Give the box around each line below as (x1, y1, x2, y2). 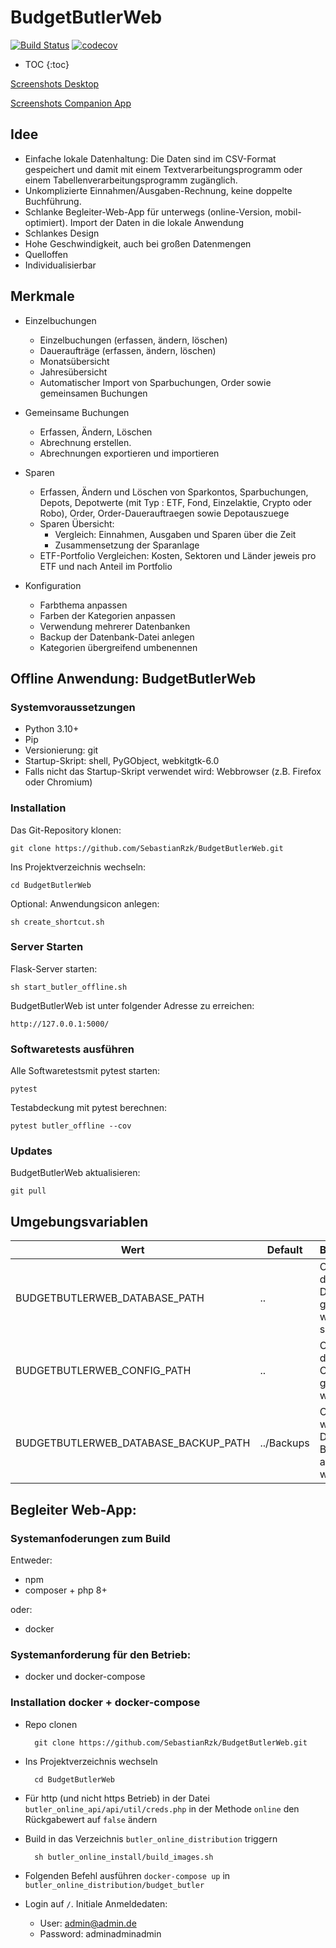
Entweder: (10, 1554, 53, 1566)
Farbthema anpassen (39, 599, 128, 611)
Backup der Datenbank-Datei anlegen (39, 631, 195, 643)
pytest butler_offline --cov (10, 1121, 132, 1131)
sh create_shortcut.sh (10, 917, 105, 927)
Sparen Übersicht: (39, 517, 115, 530)
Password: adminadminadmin (39, 1927, 162, 1940)
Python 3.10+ (24, 723, 80, 735)
